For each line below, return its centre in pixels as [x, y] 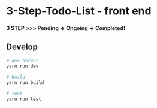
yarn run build [25, 83]
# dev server [22, 61]
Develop [22, 47]
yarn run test [24, 99]
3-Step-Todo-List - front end [79, 11]
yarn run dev [22, 66]
